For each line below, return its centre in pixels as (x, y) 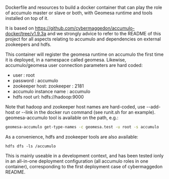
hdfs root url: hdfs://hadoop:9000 (48, 97)
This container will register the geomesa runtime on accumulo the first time (84, 54)
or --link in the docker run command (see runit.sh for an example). (86, 112)
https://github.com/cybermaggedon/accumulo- (85, 28)
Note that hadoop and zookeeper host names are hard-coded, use (75, 107)
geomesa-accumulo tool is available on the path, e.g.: (62, 118)
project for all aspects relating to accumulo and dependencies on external (83, 39)
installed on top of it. (27, 18)
